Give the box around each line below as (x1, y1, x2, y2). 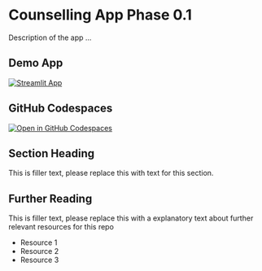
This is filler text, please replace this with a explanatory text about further (8, 213, 254, 223)
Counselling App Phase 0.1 (8, 6, 193, 24)
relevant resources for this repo (8, 222, 114, 232)
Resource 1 (20, 238, 58, 247)
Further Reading (8, 191, 93, 205)
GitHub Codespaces (8, 102, 113, 116)
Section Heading (8, 146, 95, 160)
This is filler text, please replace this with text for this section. (8, 168, 214, 178)
